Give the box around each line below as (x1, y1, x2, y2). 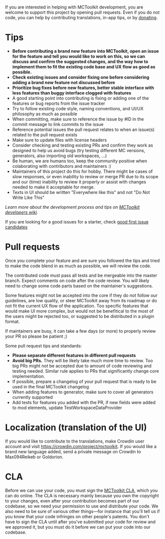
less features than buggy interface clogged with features (12, 90, 132, 95)
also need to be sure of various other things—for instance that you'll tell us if (5, 508, 160, 514)
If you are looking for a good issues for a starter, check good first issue (5, 219, 149, 224)
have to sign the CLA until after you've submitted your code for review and (5, 519, 156, 525)
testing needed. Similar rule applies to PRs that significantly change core (12, 368, 159, 374)
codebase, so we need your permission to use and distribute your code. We (5, 503, 159, 509)
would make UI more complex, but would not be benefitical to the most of (5, 308, 154, 314)
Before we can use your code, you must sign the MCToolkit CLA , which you (5, 487, 158, 493)
